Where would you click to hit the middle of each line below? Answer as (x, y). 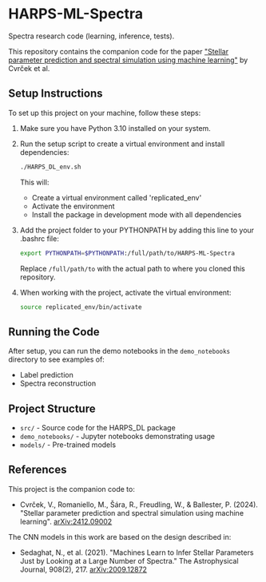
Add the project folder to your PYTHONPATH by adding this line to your (137, 230)
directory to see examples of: (57, 359)
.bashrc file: (40, 238)
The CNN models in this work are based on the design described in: (120, 536)
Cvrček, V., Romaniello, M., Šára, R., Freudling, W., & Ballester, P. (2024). (139, 505)
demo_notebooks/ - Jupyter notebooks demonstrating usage (117, 436)
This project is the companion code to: (72, 489)
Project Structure (52, 408)
